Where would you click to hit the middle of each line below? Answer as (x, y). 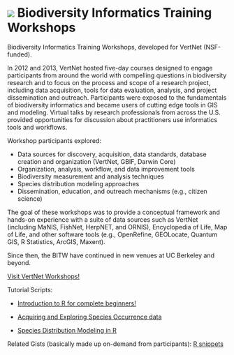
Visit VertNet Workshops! (44, 276)
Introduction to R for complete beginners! (76, 303)
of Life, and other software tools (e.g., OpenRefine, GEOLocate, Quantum (112, 234)
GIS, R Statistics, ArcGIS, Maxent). (57, 241)
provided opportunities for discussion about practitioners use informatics (112, 119)
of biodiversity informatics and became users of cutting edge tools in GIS (112, 105)
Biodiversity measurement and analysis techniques (90, 176)
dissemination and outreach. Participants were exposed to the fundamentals (117, 97)
